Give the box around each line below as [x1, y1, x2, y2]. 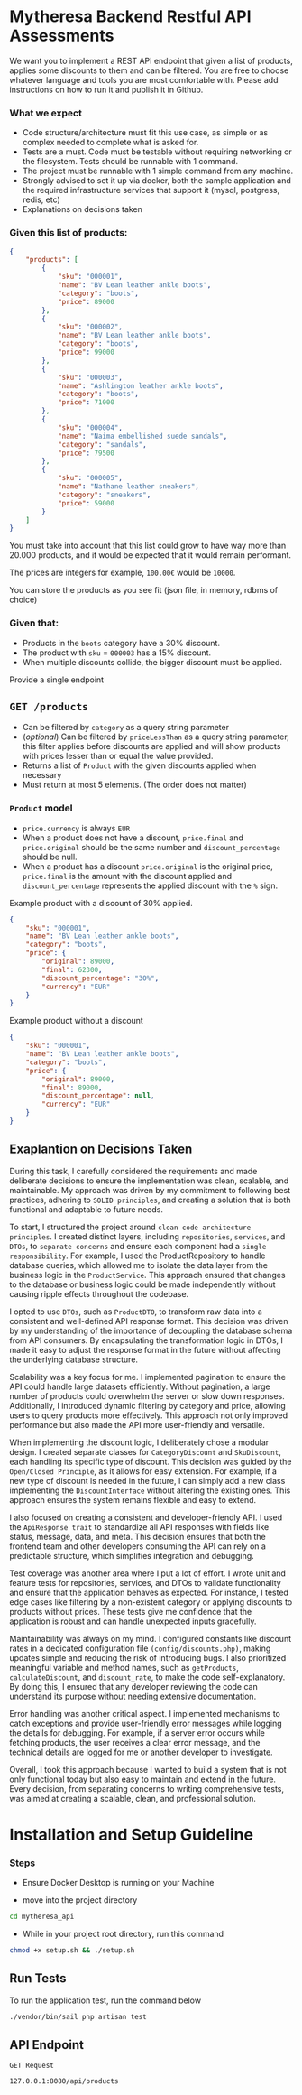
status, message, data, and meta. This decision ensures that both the [9, 1531, 266, 1542]
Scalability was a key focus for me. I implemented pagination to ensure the [9, 1371, 287, 1382]
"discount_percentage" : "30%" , [41, 973, 160, 983]
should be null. [22, 851, 78, 862]
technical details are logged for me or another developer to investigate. [9, 1747, 273, 1757]
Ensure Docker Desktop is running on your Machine [22, 1877, 215, 1888]
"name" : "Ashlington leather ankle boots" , [57, 381, 224, 390]
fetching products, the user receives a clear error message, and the [9, 1737, 261, 1747]
